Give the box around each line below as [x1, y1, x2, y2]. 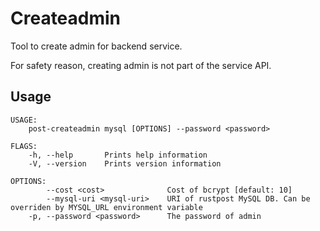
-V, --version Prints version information [28, 158, 222, 169]
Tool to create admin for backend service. [10, 40, 183, 52]
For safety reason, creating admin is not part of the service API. [10, 59, 272, 71]
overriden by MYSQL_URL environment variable [10, 202, 203, 212]
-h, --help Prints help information [28, 150, 208, 160]
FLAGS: [10, 141, 38, 151]
